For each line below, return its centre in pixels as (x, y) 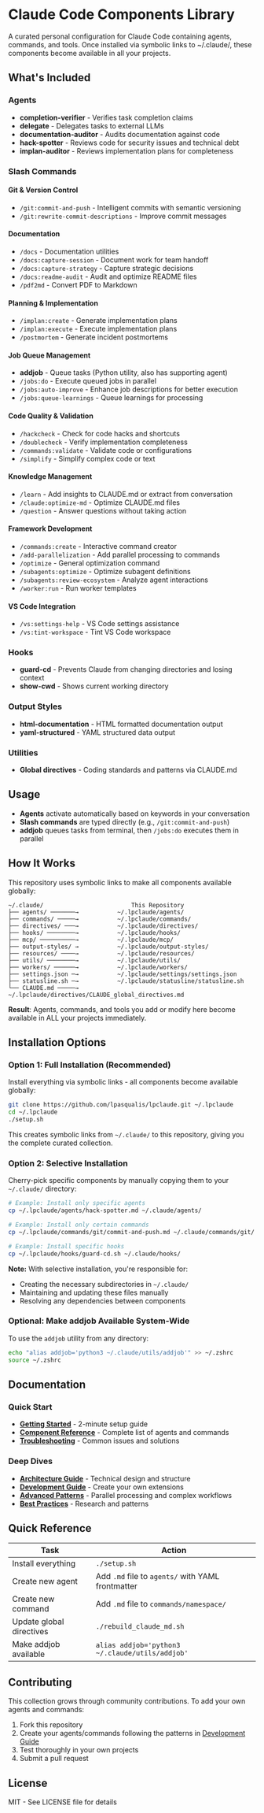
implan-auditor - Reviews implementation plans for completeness (126, 150)
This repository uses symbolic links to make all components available (120, 882)
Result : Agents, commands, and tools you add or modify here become (122, 1009)
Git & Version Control (43, 190)
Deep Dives (31, 1461)
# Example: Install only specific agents (77, 1203)
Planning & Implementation (53, 303)
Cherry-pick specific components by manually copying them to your (119, 1181)
